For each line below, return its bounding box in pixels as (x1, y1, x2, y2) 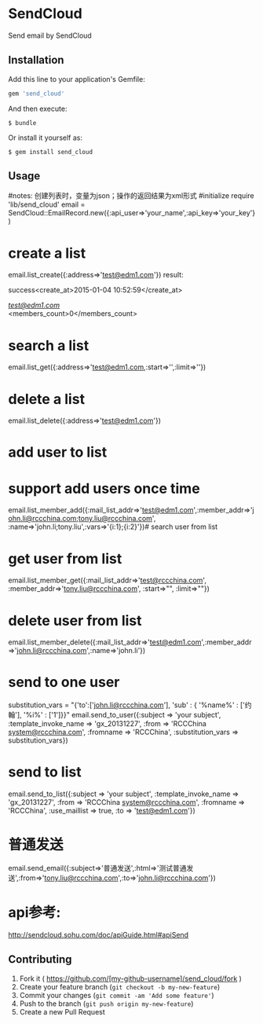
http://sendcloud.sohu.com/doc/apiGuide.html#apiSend (8, 930, 189, 939)
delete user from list (8, 611, 143, 629)
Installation (8, 53, 64, 67)
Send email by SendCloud (8, 31, 92, 40)
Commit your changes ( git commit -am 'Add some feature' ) (19, 990, 214, 1000)
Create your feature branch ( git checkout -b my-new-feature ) (19, 982, 221, 991)
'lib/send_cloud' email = (8, 200, 86, 209)
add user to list (8, 443, 108, 461)
